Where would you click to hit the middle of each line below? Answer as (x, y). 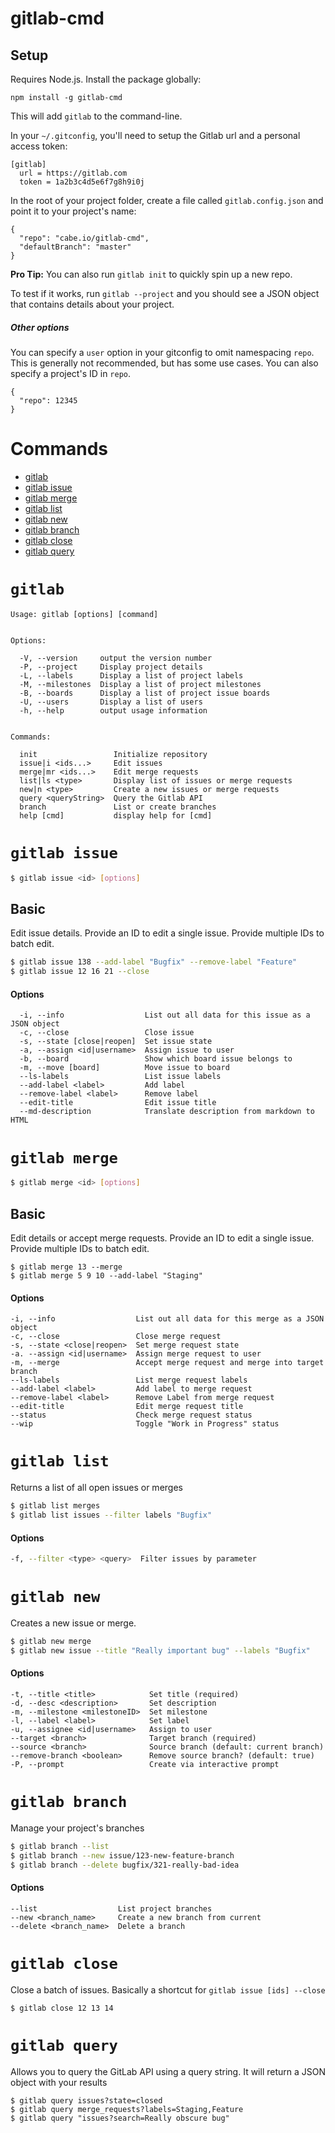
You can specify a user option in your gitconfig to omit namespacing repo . (162, 352)
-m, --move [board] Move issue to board (124, 1068)
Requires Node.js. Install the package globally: (106, 79)
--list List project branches (111, 1908)
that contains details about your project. (92, 304)
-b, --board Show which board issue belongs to (156, 1059)
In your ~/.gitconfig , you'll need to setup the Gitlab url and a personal (155, 135)
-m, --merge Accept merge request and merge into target (167, 1363)
